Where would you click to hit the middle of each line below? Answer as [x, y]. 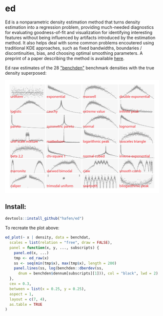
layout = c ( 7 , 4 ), [28, 299]
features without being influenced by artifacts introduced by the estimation [80, 38]
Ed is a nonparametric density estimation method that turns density [73, 22]
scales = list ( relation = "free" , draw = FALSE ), [61, 243]
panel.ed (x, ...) [31, 253]
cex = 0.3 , [20, 284]
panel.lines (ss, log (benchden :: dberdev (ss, [59, 268]
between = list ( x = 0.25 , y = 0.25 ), [48, 289]
